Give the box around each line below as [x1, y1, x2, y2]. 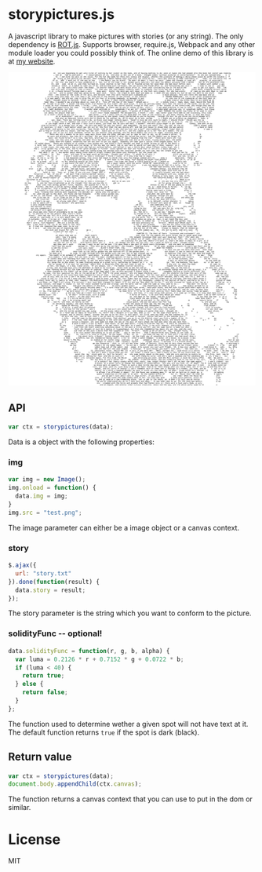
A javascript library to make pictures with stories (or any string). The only [8, 31, 244, 41]
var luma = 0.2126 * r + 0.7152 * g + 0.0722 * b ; [15, 655, 184, 663]
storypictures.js [8, 5, 115, 24]
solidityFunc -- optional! [8, 628, 103, 639]
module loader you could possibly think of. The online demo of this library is [8, 48, 253, 57]
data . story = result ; [15, 586, 86, 594]
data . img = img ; [15, 492, 68, 500]
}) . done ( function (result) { [8, 578, 100, 586]
